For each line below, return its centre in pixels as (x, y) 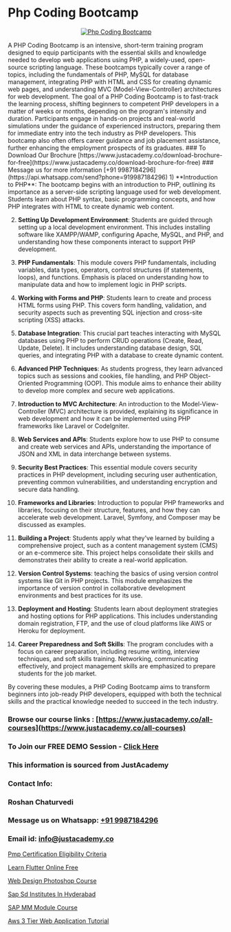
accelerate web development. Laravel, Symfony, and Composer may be (119, 517)
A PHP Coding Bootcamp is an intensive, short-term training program (106, 45)
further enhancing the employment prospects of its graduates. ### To (107, 148)
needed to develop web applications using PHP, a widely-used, (97, 59)
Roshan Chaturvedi (41, 802)
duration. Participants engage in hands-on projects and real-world (101, 118)
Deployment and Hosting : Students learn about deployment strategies (118, 608)
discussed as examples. (52, 524)
